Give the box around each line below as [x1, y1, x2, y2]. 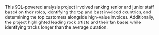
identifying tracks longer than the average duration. [5, 24, 108, 30]
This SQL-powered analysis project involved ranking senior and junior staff [5, 4, 154, 10]
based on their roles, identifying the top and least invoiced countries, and [5, 9, 151, 15]
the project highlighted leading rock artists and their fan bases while [5, 19, 141, 25]
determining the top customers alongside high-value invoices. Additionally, [5, 14, 155, 20]
